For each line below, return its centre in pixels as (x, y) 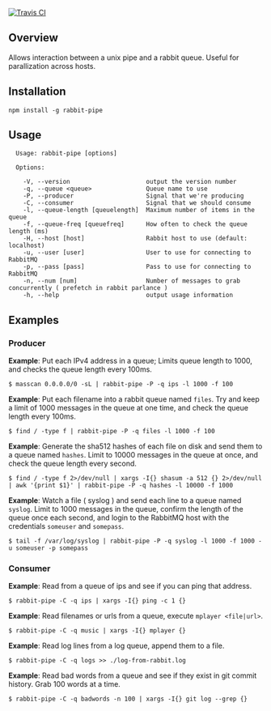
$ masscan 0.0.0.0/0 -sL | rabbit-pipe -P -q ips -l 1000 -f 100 (121, 385)
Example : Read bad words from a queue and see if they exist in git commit (133, 675)
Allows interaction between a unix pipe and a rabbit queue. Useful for (124, 57)
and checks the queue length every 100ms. (80, 369)
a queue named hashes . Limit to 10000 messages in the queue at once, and (133, 455)
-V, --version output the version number (130, 182)
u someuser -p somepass (49, 548)
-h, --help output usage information (128, 296)
